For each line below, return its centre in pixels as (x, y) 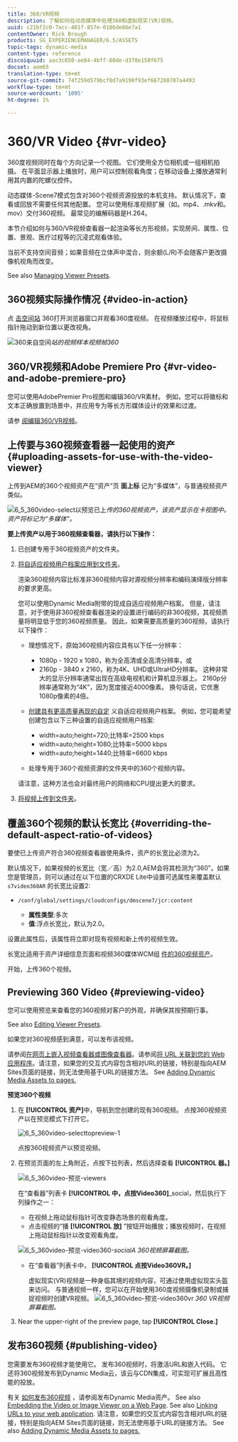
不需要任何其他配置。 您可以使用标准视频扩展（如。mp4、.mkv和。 (130, 204)
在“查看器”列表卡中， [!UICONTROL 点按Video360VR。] (110, 1265)
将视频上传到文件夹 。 (49, 798)
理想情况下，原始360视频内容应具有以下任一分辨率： (106, 645)
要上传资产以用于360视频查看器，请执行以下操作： (82, 534)
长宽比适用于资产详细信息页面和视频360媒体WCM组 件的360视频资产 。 (112, 954)
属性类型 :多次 (48, 915)
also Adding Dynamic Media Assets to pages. (74, 1431)
